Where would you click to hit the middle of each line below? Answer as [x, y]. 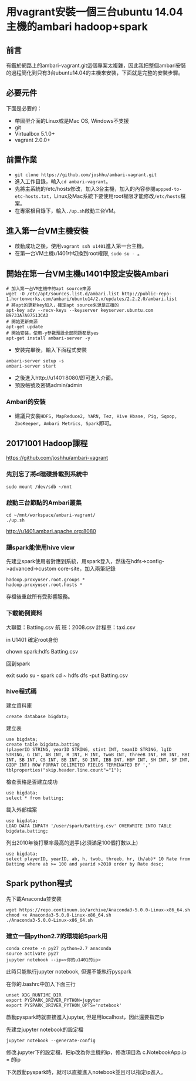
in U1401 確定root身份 [32, 639]
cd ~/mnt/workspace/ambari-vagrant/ [51, 515]
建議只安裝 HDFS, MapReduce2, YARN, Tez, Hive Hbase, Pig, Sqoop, [96, 416]
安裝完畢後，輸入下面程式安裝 [50, 350]
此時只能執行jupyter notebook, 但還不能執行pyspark [69, 971]
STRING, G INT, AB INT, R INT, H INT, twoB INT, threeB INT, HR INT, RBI [98, 755]
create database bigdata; [38, 716]
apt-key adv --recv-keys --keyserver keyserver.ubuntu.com [80, 311]
